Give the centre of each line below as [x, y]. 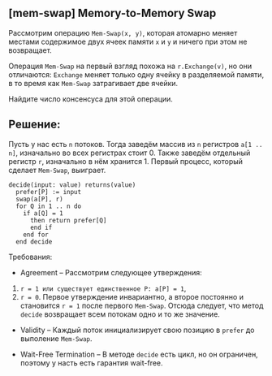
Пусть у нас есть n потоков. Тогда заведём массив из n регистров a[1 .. [136, 144]
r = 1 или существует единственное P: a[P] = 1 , [103, 288]
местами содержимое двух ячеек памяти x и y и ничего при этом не [128, 41]
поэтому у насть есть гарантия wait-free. [92, 363]
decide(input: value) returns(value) [72, 185]
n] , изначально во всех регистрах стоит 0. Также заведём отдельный [130, 153]
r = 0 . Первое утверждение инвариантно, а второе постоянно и [132, 296]
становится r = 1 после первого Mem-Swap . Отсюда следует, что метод [142, 305]
